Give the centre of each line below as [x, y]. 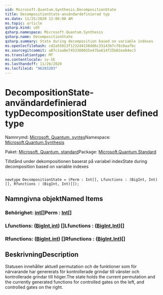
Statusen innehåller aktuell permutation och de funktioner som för [71, 266]
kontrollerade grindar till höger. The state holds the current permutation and [80, 276]
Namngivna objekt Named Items [54, 199]
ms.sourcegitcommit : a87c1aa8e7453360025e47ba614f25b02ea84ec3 [71, 50]
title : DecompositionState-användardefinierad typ [57, 14]
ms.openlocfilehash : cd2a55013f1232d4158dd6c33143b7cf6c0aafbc [71, 46]
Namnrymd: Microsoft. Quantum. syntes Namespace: [58, 137]
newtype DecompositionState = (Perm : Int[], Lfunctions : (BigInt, [76, 179]
